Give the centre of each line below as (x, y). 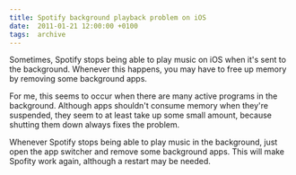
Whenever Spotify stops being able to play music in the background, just (144, 142)
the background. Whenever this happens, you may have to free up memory (148, 69)
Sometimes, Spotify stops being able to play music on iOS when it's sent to (148, 60)
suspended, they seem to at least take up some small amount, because (140, 115)
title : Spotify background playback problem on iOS (108, 17)
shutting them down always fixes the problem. (95, 125)
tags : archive (38, 34)
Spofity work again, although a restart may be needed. (110, 162)
